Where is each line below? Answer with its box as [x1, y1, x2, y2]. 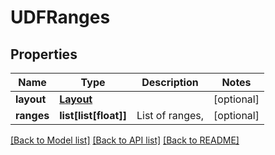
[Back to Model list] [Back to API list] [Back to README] [10, 134, 240, 146]
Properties [10, 46, 78, 63]
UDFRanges [10, 6, 111, 29]
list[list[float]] [59, 109, 127, 122]
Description [141, 76, 199, 89]
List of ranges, [136, 109, 205, 122]
